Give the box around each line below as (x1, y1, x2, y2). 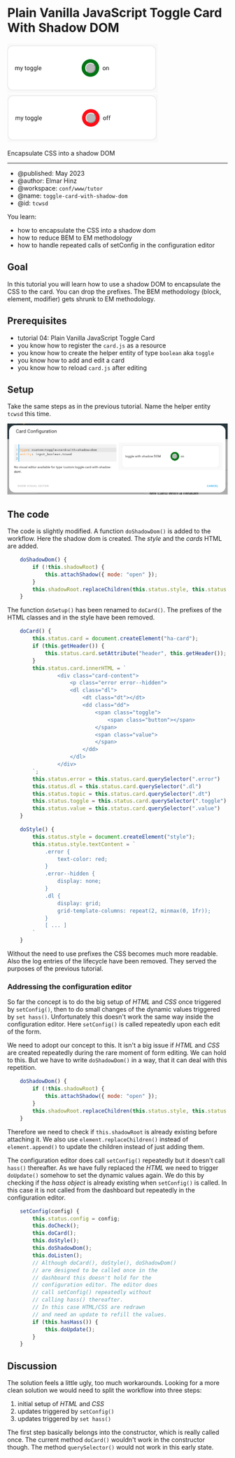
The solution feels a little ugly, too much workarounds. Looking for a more (7, 1379, 220, 1387)
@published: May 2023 (17, 169, 85, 177)
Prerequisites (7, 315, 67, 327)
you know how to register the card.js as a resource (17, 341, 166, 350)
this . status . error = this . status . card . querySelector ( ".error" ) (32, 776, 220, 783)
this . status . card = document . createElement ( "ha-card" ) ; (32, 635, 199, 642)
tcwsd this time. (7, 410, 51, 418)
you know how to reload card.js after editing (17, 363, 147, 372)
